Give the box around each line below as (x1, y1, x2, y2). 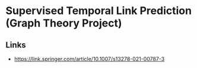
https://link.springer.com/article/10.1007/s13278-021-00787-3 (14, 56, 165, 62)
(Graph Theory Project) (5, 16, 122, 30)
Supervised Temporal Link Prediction (5, 4, 192, 18)
